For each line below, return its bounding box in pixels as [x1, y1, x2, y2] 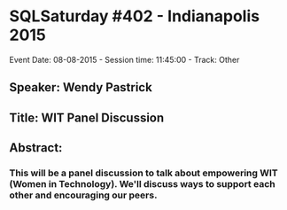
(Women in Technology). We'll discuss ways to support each [9, 178, 276, 191]
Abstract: [9, 140, 63, 156]
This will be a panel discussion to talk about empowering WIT [9, 167, 279, 179]
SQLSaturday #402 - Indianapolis [9, 6, 260, 27]
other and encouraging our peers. [9, 189, 158, 201]
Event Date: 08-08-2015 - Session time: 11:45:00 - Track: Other [9, 54, 240, 65]
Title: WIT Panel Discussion [9, 110, 165, 125]
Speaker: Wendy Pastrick [9, 80, 152, 95]
